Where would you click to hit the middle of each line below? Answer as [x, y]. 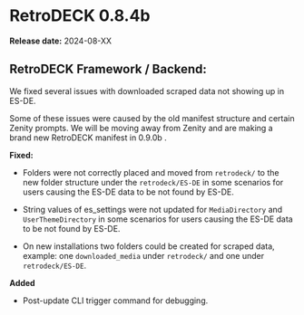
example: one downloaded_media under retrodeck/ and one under [143, 255]
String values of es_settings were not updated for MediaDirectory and [152, 209]
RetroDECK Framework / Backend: [108, 69]
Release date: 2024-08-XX [60, 41]
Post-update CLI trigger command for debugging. [115, 301]
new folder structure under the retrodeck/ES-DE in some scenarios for [153, 182]
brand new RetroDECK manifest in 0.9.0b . [88, 138]
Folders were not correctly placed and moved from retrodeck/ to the [151, 172]
